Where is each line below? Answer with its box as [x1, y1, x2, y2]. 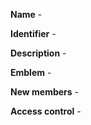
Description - [10, 47, 67, 59]
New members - [10, 86, 80, 98]
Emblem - [10, 67, 52, 78]
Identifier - [10, 28, 57, 39]
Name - [10, 9, 43, 20]
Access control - [10, 105, 82, 117]
